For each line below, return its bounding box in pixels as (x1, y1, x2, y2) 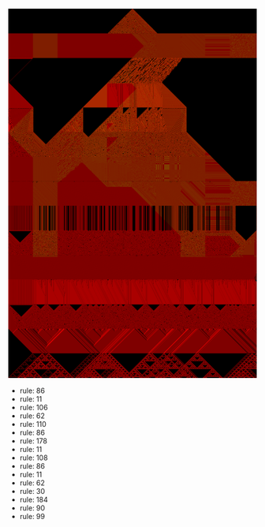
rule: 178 (19, 436, 47, 446)
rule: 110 (19, 420, 47, 429)
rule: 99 (19, 512, 46, 521)
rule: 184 (19, 495, 49, 505)
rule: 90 (19, 503, 46, 513)
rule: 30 (19, 487, 46, 496)
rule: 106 (19, 403, 49, 413)
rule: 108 (19, 453, 49, 462)
